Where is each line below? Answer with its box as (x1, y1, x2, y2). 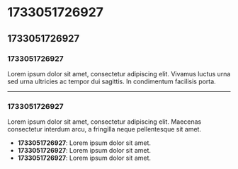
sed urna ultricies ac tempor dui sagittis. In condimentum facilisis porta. (7, 77, 216, 86)
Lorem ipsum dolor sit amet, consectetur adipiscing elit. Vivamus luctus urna (7, 69, 231, 78)
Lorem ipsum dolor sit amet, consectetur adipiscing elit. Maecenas (7, 117, 202, 126)
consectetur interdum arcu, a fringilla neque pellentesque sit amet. (7, 125, 202, 134)
